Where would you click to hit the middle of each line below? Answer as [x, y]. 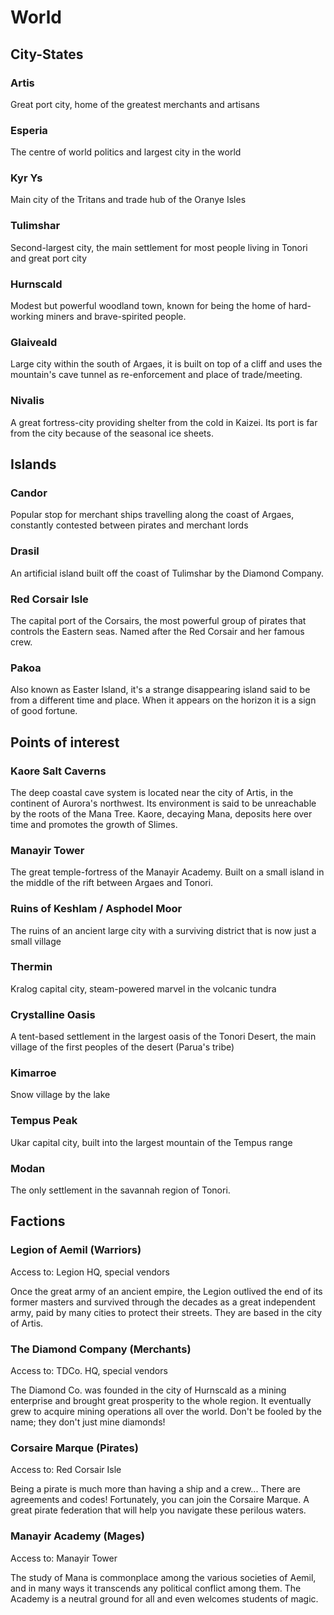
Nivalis [27, 401]
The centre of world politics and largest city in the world [126, 152]
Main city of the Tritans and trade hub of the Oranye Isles [128, 200]
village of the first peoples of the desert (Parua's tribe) [122, 1047]
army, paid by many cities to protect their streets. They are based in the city [166, 1312]
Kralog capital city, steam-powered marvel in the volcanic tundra [143, 988]
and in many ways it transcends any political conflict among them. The [156, 1588]
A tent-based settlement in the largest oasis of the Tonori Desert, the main [163, 1037]
